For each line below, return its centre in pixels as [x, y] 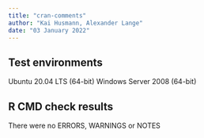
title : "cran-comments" [47, 15]
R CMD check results [61, 107]
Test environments [55, 62]
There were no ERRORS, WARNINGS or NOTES [84, 125]
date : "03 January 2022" [49, 30]
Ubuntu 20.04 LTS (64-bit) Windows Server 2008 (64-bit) [102, 82]
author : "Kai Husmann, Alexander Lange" [76, 23]
